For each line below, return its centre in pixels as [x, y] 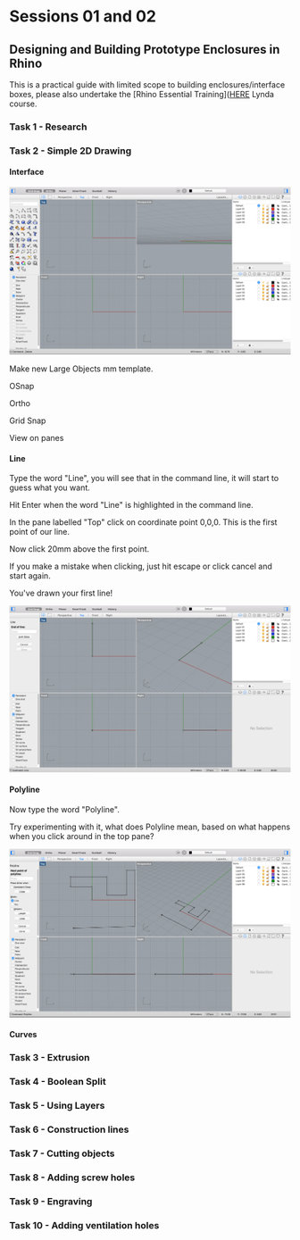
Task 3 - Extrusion [50, 1058]
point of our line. [39, 532]
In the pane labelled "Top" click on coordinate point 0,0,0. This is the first [143, 522]
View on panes [37, 438]
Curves [23, 1035]
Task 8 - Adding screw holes [72, 1178]
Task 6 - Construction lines [69, 1129]
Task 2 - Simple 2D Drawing [71, 151]
